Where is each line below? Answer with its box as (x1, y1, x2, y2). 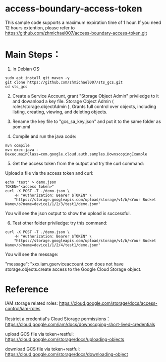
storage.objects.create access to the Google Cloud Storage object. (5, 266, 142, 272)
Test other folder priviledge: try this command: (12, 220, 108, 226)
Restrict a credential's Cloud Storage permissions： (5, 316, 111, 322)
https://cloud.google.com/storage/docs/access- (58, 300, 158, 306)
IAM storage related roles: (5, 300, 58, 306)
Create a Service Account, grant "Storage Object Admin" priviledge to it (12, 93, 159, 99)
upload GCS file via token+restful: (5, 331, 74, 337)
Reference (5, 284, 49, 295)
